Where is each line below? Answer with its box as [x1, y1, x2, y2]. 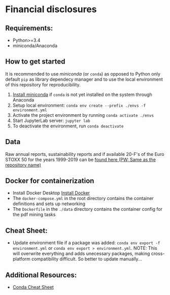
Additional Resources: [5, 271, 77, 279]
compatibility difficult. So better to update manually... [31, 256, 142, 262]
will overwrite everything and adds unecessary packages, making [12, 250, 150, 257]
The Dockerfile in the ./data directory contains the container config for [12, 206, 163, 212]
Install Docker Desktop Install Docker [12, 190, 90, 196]
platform [12, 256, 30, 262]
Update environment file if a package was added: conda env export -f [12, 240, 160, 246]
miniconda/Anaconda [12, 43, 57, 49]
